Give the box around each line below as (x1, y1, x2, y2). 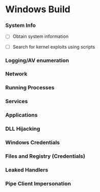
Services (5, 98, 28, 105)
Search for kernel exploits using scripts (12, 43, 95, 50)
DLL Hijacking (5, 125, 40, 132)
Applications (5, 111, 38, 118)
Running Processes (5, 84, 55, 91)
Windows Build (5, 4, 70, 15)
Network (5, 70, 28, 78)
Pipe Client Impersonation (5, 180, 71, 187)
